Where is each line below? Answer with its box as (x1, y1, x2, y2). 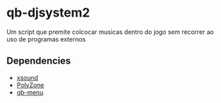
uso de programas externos (6, 35, 86, 43)
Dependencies (6, 55, 71, 67)
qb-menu (16, 88, 44, 96)
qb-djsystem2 (6, 5, 90, 21)
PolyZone (16, 81, 44, 89)
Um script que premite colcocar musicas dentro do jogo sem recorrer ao (6, 28, 214, 36)
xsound (16, 73, 39, 82)
